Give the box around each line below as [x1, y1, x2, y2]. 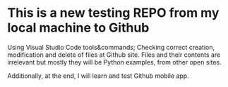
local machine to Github [7, 20, 150, 36]
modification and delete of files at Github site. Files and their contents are [7, 51, 221, 59]
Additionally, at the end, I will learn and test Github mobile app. [7, 72, 189, 80]
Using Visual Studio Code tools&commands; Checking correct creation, [7, 43, 215, 51]
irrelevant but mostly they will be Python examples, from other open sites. [7, 58, 222, 66]
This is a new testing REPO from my [7, 5, 220, 21]
